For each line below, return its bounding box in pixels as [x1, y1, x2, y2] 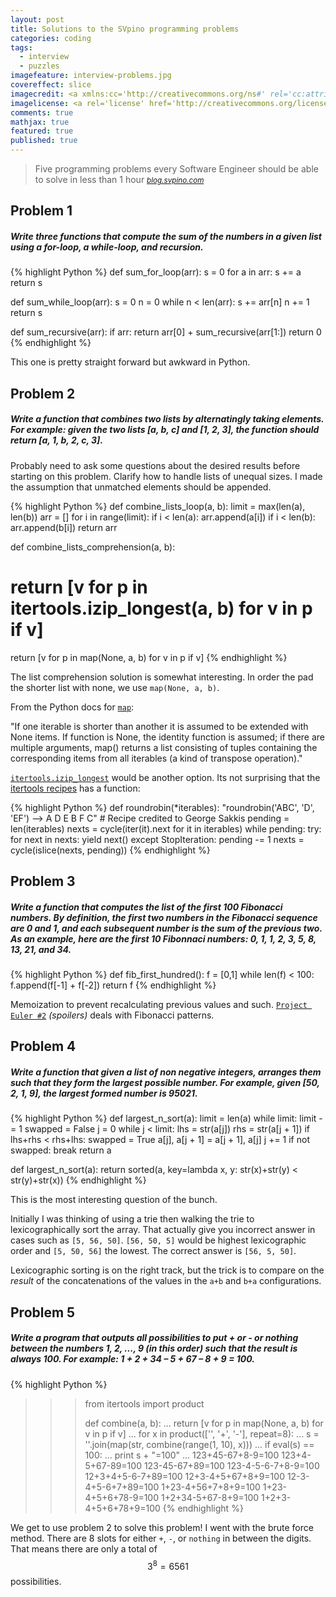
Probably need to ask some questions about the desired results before [10, 459, 301, 471]
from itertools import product [84, 1397, 205, 1410]
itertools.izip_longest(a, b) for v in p [10, 597, 313, 620]
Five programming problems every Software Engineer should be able [34, 163, 319, 175]
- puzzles [19, 61, 60, 71]
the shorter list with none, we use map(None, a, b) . [10, 681, 220, 693]
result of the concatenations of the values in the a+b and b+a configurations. [10, 1275, 322, 1287]
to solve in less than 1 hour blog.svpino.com [34, 174, 205, 185]
